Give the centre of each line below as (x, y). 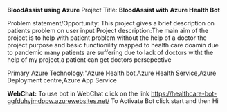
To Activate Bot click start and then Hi (165, 101)
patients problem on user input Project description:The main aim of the (108, 31)
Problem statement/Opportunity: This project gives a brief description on (111, 23)
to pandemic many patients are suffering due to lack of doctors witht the (110, 52)
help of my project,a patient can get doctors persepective (89, 60)
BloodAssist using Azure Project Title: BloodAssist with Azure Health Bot (113, 10)
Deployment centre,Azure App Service (62, 80)
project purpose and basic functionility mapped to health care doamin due (113, 45)
